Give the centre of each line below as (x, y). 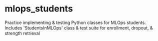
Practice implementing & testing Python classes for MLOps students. (75, 22)
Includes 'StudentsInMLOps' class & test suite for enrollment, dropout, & (79, 27)
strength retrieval (22, 33)
